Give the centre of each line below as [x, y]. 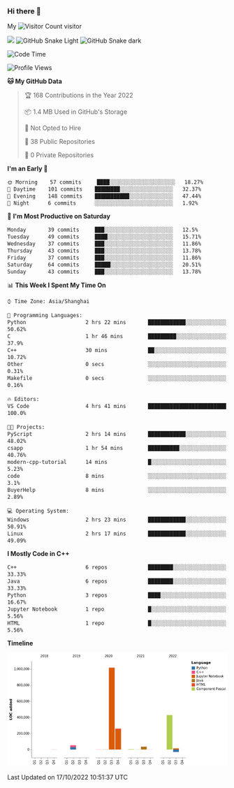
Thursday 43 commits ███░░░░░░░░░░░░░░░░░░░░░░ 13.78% [104, 251]
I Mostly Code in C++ [38, 554]
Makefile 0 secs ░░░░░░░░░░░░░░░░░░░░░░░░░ [117, 379]
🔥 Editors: [23, 400]
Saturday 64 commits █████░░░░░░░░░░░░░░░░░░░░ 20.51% [104, 265]
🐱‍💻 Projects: [26, 428]
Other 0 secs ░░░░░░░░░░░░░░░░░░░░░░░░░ [117, 365]
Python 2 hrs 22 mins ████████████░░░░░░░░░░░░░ [117, 323]
